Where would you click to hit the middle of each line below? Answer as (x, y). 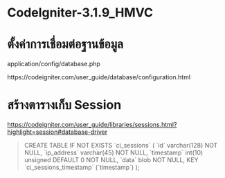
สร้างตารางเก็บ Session (64, 105)
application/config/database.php (54, 64)
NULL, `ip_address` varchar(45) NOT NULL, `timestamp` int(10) (114, 152)
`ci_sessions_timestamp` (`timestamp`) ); (82, 168)
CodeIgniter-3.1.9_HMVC (80, 13)
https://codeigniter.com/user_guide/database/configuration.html (99, 77)
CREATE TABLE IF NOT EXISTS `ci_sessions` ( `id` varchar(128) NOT (121, 146)
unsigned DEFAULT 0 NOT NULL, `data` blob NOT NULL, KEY (111, 160)
